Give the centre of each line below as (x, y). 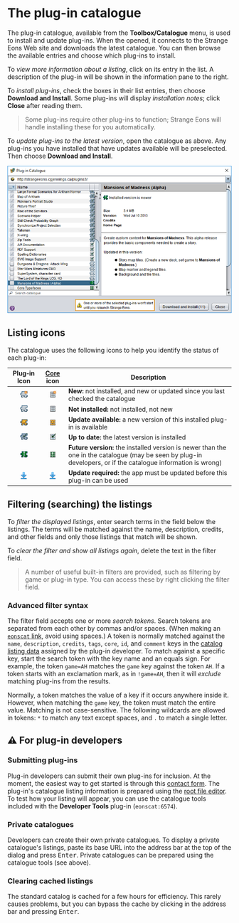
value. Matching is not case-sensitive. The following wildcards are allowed (116, 710)
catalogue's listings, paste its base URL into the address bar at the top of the (119, 848)
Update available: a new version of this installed (139, 419)
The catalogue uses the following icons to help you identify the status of (113, 350)
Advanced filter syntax (48, 605)
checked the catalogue (102, 399)
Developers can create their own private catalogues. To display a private (113, 840)
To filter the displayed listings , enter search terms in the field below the (111, 521)
